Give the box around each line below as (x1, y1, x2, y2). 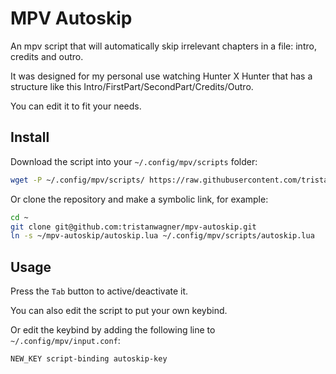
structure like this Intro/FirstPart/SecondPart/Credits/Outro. (10, 80, 254, 92)
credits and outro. (10, 50, 84, 62)
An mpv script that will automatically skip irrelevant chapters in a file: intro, (10, 40, 317, 52)
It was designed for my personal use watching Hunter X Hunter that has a (10, 70, 313, 82)
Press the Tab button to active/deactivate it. (10, 285, 189, 297)
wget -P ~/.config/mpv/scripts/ (10, 175, 145, 185)
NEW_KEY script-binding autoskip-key (10, 354, 168, 364)
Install (10, 129, 50, 146)
